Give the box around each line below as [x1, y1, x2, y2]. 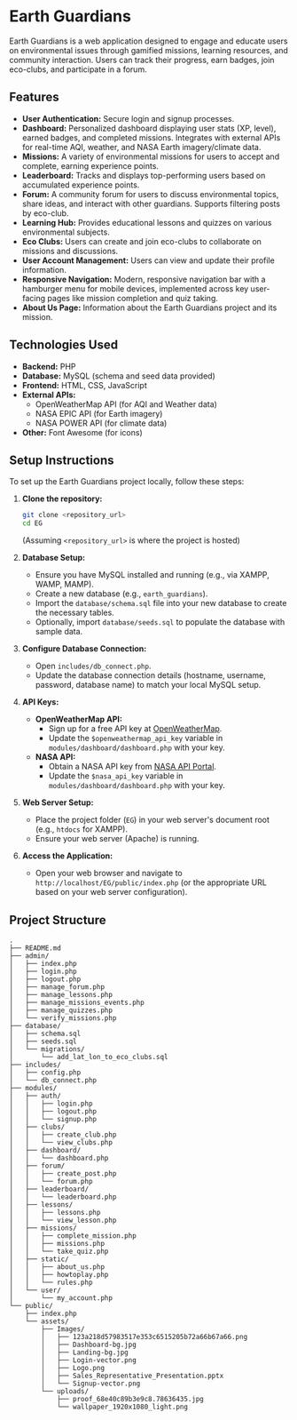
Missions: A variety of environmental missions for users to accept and [21, 151, 280, 162]
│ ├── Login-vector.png [41, 1355, 137, 1365]
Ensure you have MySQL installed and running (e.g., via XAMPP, [35, 570, 270, 580]
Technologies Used [9, 338, 118, 353]
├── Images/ [41, 1324, 86, 1334]
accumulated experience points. [21, 179, 140, 190]
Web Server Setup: [21, 797, 94, 808]
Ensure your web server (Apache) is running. [35, 834, 199, 844]
